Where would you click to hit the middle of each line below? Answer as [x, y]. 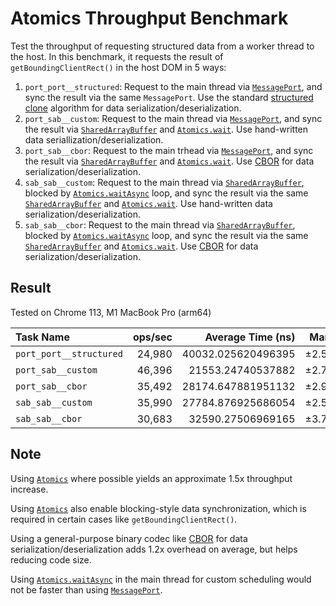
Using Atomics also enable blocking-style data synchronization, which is [158, 508]
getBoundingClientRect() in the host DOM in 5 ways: [118, 67]
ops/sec [152, 337]
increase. [29, 489]
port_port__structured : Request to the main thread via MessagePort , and [173, 86]
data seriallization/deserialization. [94, 139]
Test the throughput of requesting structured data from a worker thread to [162, 46]
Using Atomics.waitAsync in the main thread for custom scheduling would [161, 579]
